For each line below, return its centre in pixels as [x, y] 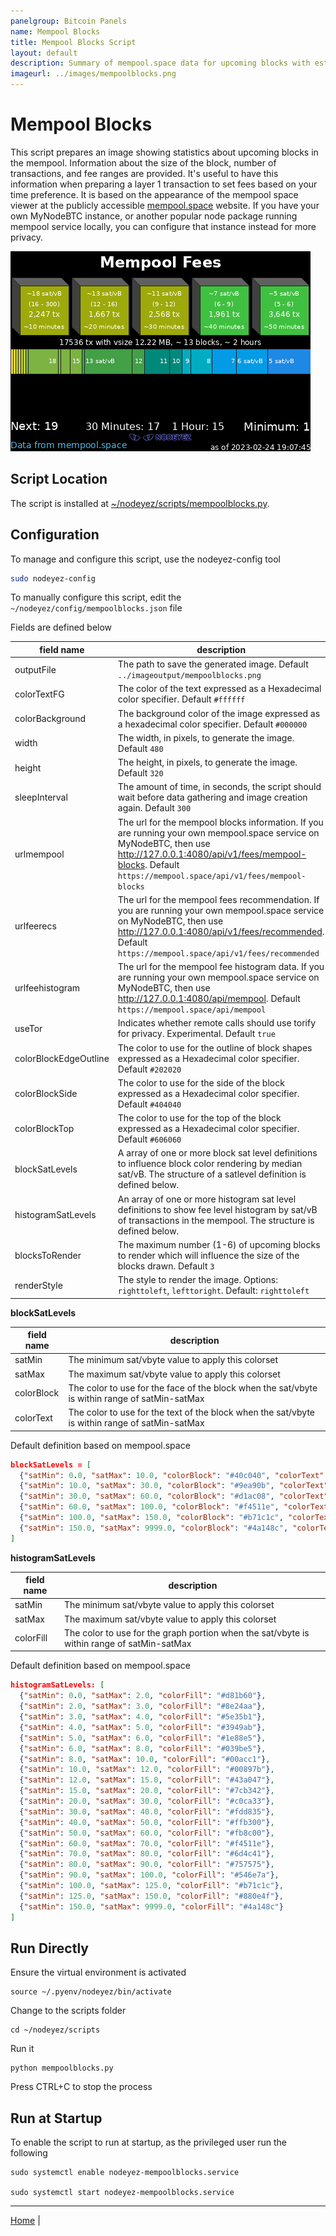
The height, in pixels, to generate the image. [207, 762]
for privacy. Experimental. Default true [196, 1034]
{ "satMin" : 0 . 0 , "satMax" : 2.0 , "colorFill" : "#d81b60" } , [143, 1696]
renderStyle [38, 1285]
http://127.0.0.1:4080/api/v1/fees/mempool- [212, 854]
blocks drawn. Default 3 [166, 1266]
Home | [25, 2221]
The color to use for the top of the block [199, 1118]
